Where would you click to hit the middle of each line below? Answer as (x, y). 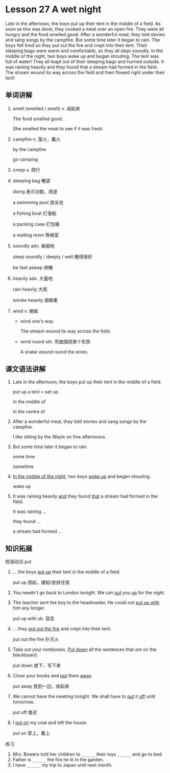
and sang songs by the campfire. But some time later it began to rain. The (83, 40)
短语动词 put (18, 562)
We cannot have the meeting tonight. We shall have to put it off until (84, 696)
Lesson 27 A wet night (53, 9)
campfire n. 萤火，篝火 (37, 139)
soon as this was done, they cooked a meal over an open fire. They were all (85, 29)
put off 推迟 (25, 712)
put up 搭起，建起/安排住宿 (41, 582)
